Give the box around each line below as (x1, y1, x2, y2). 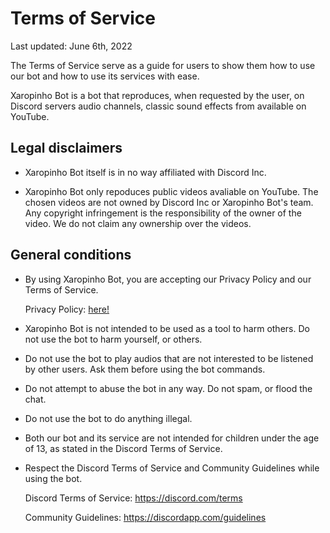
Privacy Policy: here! (24, 303, 110, 315)
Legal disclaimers (10, 140, 123, 157)
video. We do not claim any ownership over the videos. (24, 217, 252, 229)
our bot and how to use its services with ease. (10, 70, 200, 82)
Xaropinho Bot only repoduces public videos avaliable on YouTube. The (24, 185, 319, 197)
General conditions (10, 247, 132, 264)
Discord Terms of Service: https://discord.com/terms (24, 492, 243, 504)
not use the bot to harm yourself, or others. (24, 333, 203, 345)
